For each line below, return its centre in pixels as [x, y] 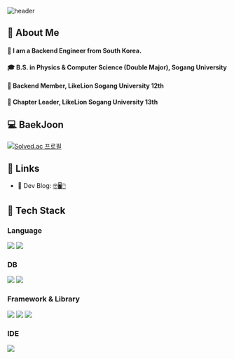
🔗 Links [23, 168]
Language [25, 230]
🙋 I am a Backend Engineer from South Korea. [75, 50]
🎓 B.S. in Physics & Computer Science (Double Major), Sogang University [117, 67]
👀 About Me [33, 33]
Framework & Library [44, 299]
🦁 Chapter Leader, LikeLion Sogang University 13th [83, 102]
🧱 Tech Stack [36, 210]
